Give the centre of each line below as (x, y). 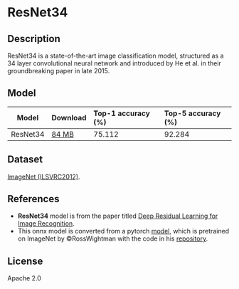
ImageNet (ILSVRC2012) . (44, 177)
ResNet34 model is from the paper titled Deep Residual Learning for (118, 216)
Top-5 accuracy (192, 113)
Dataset (25, 160)
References (33, 199)
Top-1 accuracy (122, 113)
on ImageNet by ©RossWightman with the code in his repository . (113, 238)
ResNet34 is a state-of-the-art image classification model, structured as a (116, 56)
